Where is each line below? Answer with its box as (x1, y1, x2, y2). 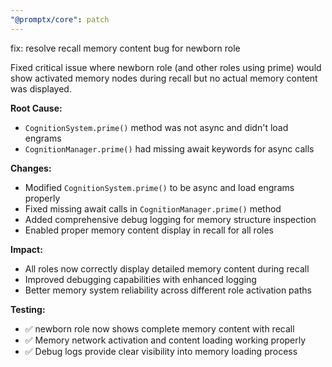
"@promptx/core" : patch (10, 14, 110, 25)
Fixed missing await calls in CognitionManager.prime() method (24, 202, 282, 215)
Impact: (10, 243, 43, 255)
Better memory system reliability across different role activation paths (24, 284, 312, 296)
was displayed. (10, 82, 72, 95)
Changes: (10, 162, 52, 174)
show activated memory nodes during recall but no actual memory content (10, 72, 318, 84)
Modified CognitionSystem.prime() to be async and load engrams (24, 181, 295, 193)
